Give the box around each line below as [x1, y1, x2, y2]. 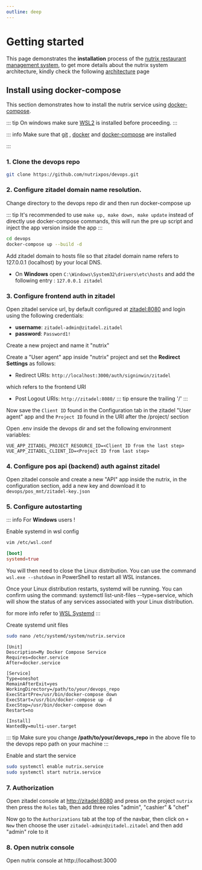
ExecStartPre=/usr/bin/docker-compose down [6, 691, 118, 697]
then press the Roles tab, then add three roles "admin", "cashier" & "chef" [6, 804, 190, 811]
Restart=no [6, 707, 34, 713]
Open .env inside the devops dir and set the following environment [6, 424, 172, 432]
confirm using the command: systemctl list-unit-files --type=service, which [6, 592, 194, 599]
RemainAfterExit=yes [6, 680, 58, 687]
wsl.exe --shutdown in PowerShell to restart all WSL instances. [6, 574, 162, 581]
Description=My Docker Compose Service [6, 649, 107, 655]
